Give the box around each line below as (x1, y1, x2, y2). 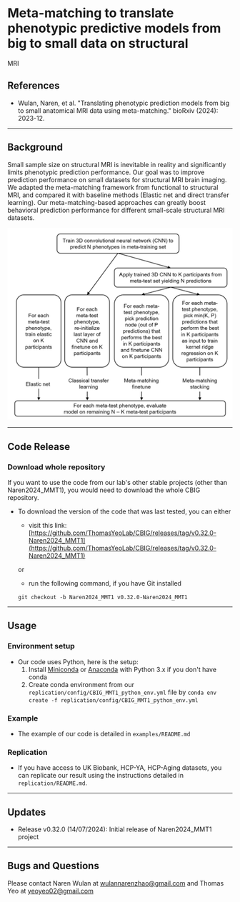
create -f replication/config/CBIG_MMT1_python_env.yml (28, 696, 199, 704)
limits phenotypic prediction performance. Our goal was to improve (7, 168, 205, 176)
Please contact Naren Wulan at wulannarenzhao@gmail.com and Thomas (7, 878, 224, 887)
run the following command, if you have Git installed (28, 578, 182, 587)
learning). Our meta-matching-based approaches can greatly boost (7, 198, 206, 206)
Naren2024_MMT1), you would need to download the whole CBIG (7, 486, 201, 494)
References (7, 80, 60, 92)
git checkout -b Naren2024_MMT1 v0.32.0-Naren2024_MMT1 (17, 593, 188, 601)
